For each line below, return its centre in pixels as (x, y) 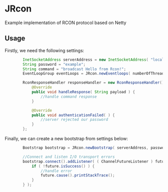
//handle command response (69, 97)
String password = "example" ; (54, 64)
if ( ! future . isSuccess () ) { (63, 166)
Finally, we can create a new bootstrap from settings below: (66, 139)
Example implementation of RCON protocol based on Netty (65, 23)
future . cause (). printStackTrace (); (77, 175)
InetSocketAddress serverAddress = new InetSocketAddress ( (86, 60)
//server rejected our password (74, 120)
